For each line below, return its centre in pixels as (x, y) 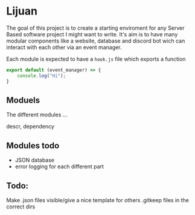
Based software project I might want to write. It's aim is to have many (92, 34)
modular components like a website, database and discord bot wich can (96, 41)
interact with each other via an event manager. (64, 47)
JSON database (35, 160)
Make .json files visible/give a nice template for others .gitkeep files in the (97, 200)
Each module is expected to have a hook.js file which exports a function (96, 59)
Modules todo (33, 146)
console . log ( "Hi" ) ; (42, 76)
